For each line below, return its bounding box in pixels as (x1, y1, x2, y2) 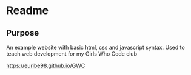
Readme (6, 4, 49, 18)
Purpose (6, 28, 39, 38)
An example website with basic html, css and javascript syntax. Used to (6, 44, 185, 51)
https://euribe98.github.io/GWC (6, 62, 85, 69)
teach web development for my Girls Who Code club (6, 50, 138, 57)
